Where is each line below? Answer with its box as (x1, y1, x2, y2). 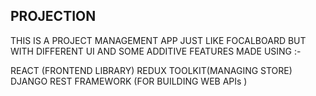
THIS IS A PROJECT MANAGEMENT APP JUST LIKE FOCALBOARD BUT (10, 34, 307, 46)
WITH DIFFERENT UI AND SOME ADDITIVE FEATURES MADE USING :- (10, 45, 302, 57)
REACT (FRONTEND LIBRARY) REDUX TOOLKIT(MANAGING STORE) (10, 64, 293, 76)
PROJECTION (10, 8, 97, 25)
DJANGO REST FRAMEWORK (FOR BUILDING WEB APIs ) (10, 75, 248, 87)
